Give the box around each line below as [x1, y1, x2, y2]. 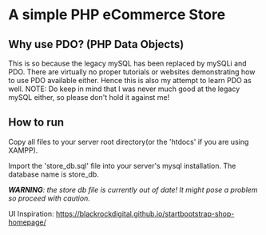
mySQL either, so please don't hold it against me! [8, 93, 170, 102]
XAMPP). [8, 145, 38, 155]
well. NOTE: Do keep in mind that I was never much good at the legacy [8, 84, 240, 94]
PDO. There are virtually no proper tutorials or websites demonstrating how [8, 67, 256, 77]
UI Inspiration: [8, 209, 54, 218]
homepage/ [8, 217, 46, 227]
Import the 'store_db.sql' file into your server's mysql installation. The [8, 161, 236, 170]
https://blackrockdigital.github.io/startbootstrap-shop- [55, 209, 235, 218]
